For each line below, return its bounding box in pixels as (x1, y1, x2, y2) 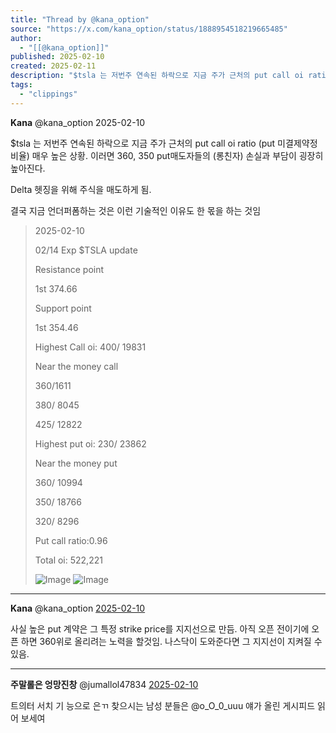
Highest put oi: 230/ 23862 (34, 437, 147, 450)
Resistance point (34, 263, 105, 275)
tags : (10, 80, 33, 90)
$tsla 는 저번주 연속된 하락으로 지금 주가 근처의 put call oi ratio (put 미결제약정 (10, 137, 318, 149)
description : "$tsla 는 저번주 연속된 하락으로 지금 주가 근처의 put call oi (10, 71, 304, 81)
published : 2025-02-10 (10, 52, 105, 62)
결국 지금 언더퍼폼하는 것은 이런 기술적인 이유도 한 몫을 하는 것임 (10, 204, 262, 216)
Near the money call (34, 360, 119, 372)
